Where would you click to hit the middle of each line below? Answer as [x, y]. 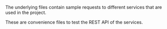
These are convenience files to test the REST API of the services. [74, 22]
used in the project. [26, 12]
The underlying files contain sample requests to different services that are [84, 7]
